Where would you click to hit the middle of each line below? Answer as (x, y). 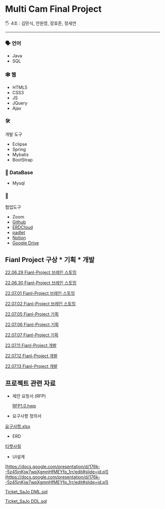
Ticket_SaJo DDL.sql (26, 501)
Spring (19, 149)
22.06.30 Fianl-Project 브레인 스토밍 (41, 283)
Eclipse (20, 144)
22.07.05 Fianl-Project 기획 (32, 314)
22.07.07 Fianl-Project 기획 (32, 335)
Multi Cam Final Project (54, 9)
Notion (19, 238)
